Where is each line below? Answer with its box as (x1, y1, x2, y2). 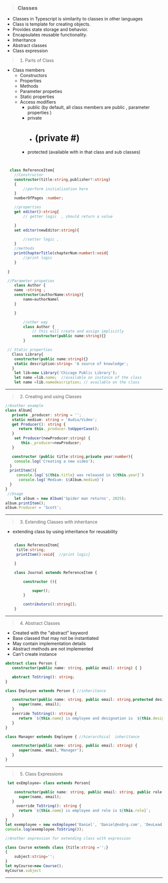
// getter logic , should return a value (23, 214, 113, 219)
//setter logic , (23, 237, 59, 242)
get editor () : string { (14, 210, 59, 215)
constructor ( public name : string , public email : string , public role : (14, 789, 164, 794)
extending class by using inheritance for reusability (12, 529, 118, 535)
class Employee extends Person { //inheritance (5, 688, 106, 693)
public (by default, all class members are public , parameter (27, 105, 150, 111)
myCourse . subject (5, 868, 41, 873)
